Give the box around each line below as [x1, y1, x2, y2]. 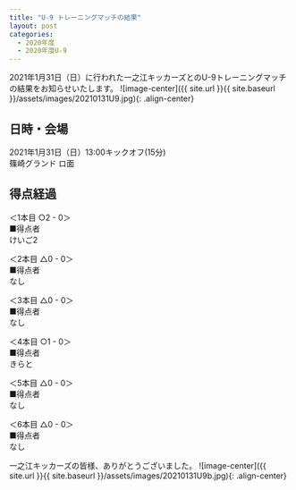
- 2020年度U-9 [17, 46, 67, 55]
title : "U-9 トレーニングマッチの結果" [9, 13, 141, 22]
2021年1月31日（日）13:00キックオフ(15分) [9, 147, 166, 157]
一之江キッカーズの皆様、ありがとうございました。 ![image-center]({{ [9, 460, 266, 470]
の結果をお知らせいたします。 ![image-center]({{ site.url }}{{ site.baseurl [9, 83, 275, 94]
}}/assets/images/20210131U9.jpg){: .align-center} [9, 93, 195, 104]
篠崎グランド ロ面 [9, 157, 74, 168]
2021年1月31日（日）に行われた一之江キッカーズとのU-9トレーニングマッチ [9, 72, 287, 83]
